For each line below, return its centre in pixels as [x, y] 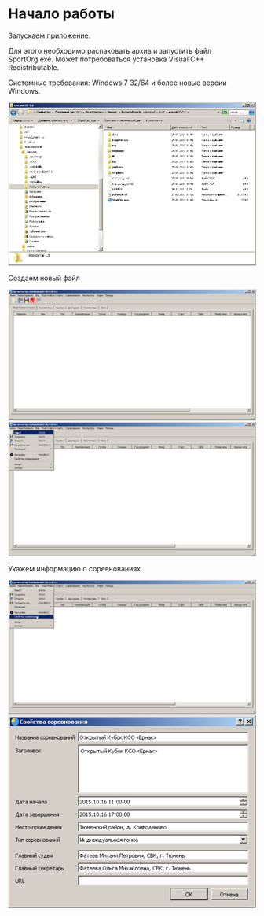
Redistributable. [34, 67]
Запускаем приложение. [49, 35]
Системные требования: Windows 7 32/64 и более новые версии [117, 83]
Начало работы [62, 14]
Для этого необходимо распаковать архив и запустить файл [110, 50]
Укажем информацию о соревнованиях [75, 569]
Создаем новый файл [44, 278]
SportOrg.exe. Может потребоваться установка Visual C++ [106, 59]
